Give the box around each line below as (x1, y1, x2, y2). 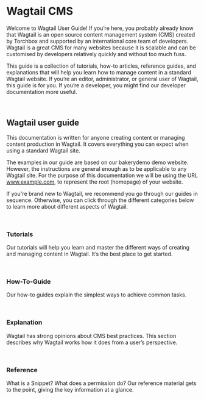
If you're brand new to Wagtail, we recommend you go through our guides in (6, 190, 198, 197)
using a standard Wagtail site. (6, 146, 80, 154)
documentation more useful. (6, 88, 77, 95)
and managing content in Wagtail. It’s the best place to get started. (6, 250, 173, 257)
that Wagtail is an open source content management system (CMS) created (6, 31, 195, 38)
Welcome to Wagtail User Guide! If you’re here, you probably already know (6, 24, 194, 32)
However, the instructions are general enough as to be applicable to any (6, 165, 187, 172)
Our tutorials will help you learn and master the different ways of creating (6, 244, 190, 251)
